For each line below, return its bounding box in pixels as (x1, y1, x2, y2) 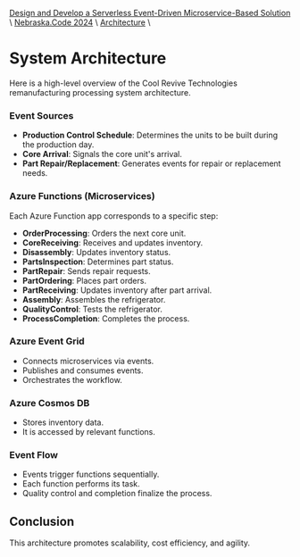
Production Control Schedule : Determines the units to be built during (21, 129, 279, 141)
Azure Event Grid (9, 335, 85, 347)
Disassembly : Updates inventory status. (21, 246, 171, 257)
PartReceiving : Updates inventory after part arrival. (21, 285, 212, 295)
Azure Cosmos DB (9, 396, 90, 409)
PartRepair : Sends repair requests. (21, 265, 152, 276)
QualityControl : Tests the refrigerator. (21, 303, 163, 314)
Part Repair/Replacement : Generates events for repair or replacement (21, 158, 281, 169)
